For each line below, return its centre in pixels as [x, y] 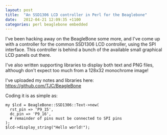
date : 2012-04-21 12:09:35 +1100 [43, 19]
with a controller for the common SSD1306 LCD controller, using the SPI [81, 44]
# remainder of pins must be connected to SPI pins [66, 119]
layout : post [19, 10]
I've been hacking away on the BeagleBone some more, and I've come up [83, 39]
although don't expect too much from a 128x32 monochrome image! [77, 71]
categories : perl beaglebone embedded [46, 24]
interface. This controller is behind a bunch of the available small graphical [84, 50]
